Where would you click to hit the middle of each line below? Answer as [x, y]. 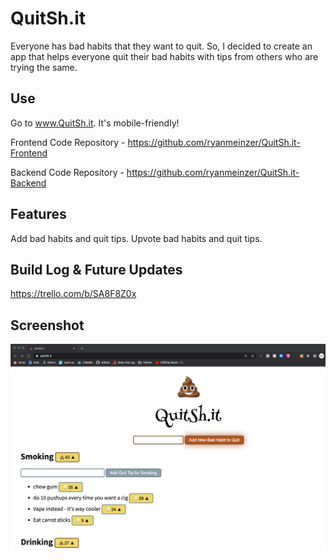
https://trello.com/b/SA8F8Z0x [73, 294]
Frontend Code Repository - [68, 142]
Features [38, 214]
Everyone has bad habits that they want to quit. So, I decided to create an [161, 46]
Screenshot [47, 325]
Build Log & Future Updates [96, 269]
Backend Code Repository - [67, 172]
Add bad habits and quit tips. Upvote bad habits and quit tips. [136, 238]
